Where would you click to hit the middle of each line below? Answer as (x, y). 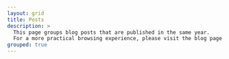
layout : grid (26, 13)
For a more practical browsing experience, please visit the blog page (118, 39)
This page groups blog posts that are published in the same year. (112, 32)
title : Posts (26, 20)
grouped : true (27, 45)
